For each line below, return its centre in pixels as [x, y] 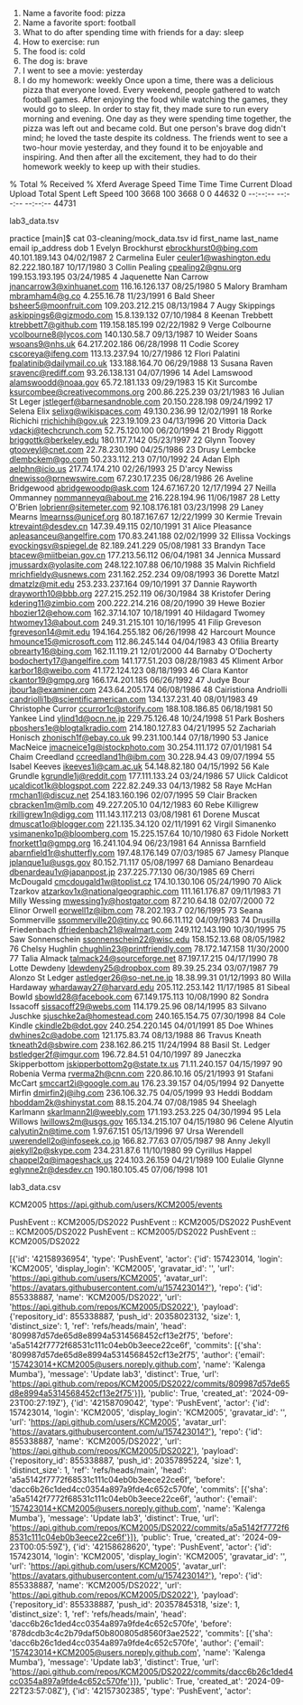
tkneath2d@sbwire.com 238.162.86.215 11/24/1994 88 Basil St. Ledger [140, 1045]
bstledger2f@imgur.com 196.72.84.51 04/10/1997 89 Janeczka [125, 1054]
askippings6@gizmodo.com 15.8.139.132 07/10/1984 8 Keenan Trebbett [141, 315]
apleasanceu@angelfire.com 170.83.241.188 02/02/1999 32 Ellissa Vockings [150, 536]
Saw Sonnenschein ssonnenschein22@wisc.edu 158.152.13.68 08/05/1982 [147, 939]
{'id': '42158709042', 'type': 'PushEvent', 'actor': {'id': [170, 1403]
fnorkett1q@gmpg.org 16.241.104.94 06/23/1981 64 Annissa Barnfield [138, 843]
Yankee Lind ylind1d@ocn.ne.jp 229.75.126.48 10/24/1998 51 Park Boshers [147, 718]
